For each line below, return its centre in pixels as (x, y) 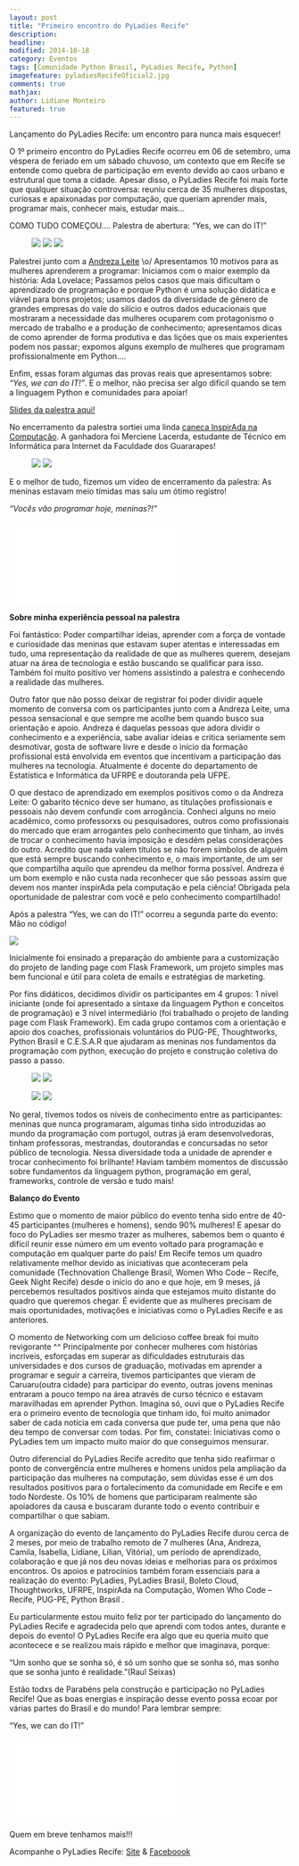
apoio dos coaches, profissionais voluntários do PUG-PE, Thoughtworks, (144, 1032)
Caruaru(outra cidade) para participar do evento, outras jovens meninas (141, 1385)
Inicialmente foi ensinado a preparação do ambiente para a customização (144, 958)
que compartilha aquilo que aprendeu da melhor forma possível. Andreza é (147, 869)
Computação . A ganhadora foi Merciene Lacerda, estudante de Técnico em (148, 437)
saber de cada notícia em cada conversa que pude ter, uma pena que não (145, 1423)
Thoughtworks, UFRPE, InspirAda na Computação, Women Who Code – (141, 1590)
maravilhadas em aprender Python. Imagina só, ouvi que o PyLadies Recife (147, 1404)
